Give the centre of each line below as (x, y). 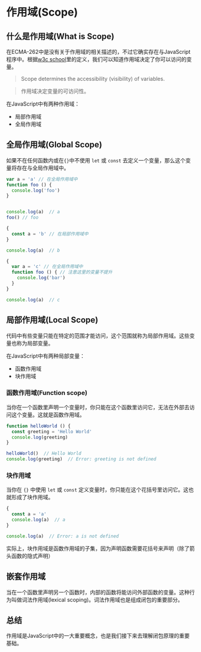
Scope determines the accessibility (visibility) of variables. (93, 79)
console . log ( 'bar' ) (41, 278)
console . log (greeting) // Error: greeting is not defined (81, 459)
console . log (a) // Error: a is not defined (63, 536)
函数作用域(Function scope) (47, 393)
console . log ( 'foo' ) (36, 190)
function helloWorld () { (38, 426)
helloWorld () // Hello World (44, 454)
